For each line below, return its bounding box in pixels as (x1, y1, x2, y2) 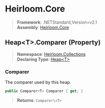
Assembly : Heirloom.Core (16, 24, 69, 30)
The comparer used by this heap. (5, 80, 72, 85)
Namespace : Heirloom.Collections (16, 51, 86, 57)
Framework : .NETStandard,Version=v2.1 (16, 19, 97, 25)
